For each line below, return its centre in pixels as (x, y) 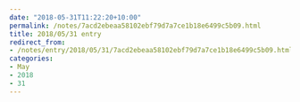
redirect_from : (37, 42)
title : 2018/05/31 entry (55, 34)
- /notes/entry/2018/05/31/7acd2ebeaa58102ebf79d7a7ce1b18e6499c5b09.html (151, 51)
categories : (31, 59)
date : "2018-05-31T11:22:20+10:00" (75, 17)
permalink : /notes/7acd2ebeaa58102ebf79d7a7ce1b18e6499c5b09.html (135, 26)
